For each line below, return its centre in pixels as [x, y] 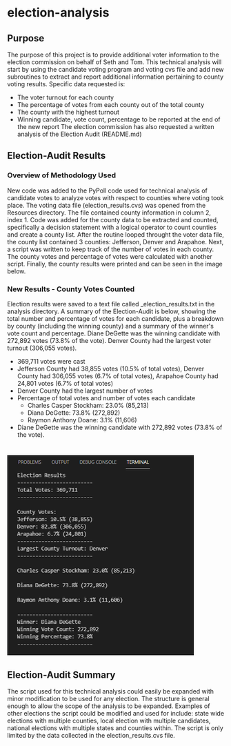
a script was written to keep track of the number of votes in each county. [111, 249]
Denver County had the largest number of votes [85, 391]
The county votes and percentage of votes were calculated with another [110, 256]
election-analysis [58, 13]
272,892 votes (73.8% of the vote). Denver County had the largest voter [109, 340]
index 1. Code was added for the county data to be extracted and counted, [113, 219]
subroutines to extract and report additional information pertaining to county [115, 77]
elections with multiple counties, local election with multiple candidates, [109, 720]
